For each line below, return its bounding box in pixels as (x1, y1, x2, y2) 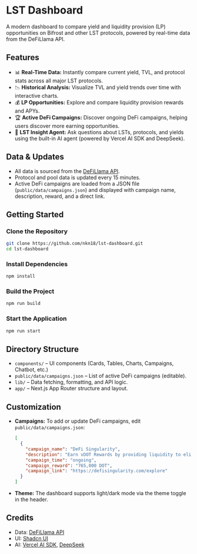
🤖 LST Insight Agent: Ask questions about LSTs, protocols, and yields (14, 128, 184, 135)
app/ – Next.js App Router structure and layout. (14, 385, 128, 392)
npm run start (6, 328, 41, 334)
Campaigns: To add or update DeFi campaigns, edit (14, 417, 141, 424)
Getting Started (6, 210, 64, 220)
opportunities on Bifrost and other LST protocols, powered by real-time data (6, 29, 191, 36)
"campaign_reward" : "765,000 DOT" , (25, 463, 113, 469)
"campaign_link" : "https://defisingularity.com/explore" (25, 468, 168, 474)
